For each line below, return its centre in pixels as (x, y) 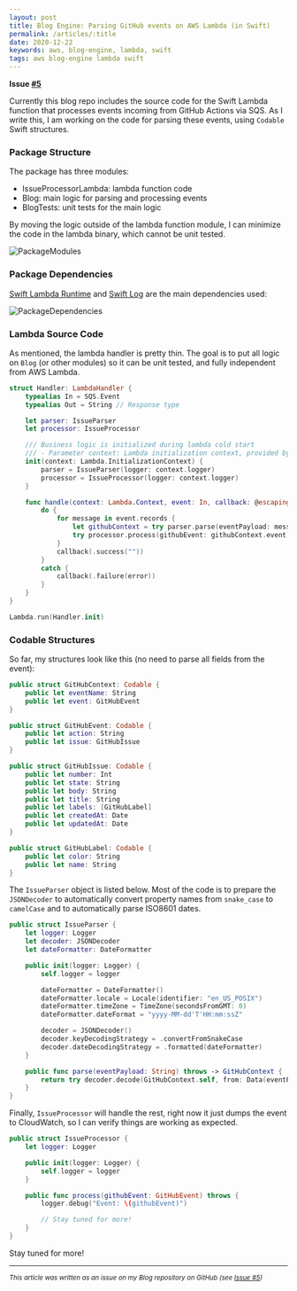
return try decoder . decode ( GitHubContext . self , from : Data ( (154, 1080)
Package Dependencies (61, 274)
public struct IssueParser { (63, 925)
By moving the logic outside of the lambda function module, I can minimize (145, 225)
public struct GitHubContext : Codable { (85, 685)
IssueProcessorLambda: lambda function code (107, 189)
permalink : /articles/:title (63, 34)
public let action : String (75, 734)
